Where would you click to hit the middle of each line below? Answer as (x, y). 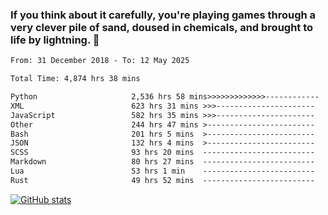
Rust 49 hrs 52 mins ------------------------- (162, 180)
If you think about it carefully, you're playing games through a (163, 15)
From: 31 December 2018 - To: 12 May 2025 (100, 61)
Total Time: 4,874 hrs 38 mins (75, 79)
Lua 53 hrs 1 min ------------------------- (162, 171)
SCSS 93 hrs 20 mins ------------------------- (162, 153)
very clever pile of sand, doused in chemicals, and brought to (162, 27)
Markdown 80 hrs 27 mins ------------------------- (162, 162)
